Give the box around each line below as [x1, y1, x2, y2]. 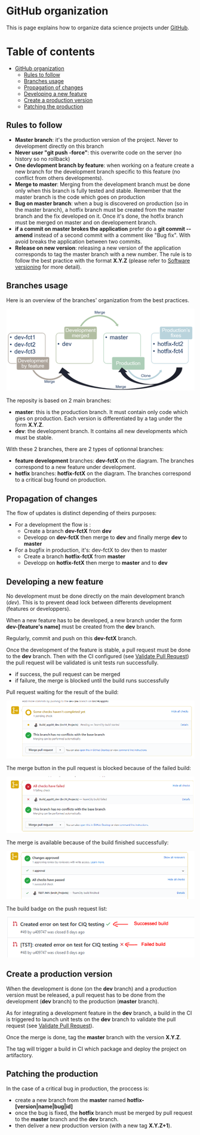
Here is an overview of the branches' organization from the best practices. [6, 296, 190, 303]
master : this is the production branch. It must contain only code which [14, 409, 188, 416]
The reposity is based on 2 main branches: [6, 397, 112, 404]
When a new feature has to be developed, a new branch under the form [6, 617, 182, 624]
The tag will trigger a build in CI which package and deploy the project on [6, 1045, 187, 1052]
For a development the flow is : [14, 521, 91, 528]
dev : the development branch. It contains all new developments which [14, 428, 188, 435]
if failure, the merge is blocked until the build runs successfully [14, 677, 170, 684]
